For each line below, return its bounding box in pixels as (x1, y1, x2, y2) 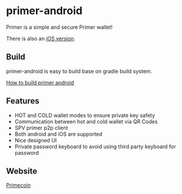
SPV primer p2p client (14, 124, 68, 131)
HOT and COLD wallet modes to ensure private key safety (14, 112, 155, 119)
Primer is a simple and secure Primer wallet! (6, 24, 113, 31)
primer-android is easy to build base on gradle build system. (6, 68, 153, 75)
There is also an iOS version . (6, 35, 75, 42)
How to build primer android (6, 79, 74, 86)
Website (6, 166, 37, 176)
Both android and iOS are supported (14, 131, 102, 138)
